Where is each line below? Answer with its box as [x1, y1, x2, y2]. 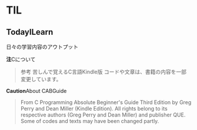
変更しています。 [20, 76, 62, 82]
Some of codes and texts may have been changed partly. [20, 118, 159, 124]
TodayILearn [6, 27, 54, 37]
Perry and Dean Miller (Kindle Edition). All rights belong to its [20, 105, 168, 112]
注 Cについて [6, 56, 36, 62]
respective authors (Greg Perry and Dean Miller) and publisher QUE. [20, 111, 186, 118]
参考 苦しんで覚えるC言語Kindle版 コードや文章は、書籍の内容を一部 [20, 68, 187, 75]
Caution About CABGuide [6, 88, 67, 94]
